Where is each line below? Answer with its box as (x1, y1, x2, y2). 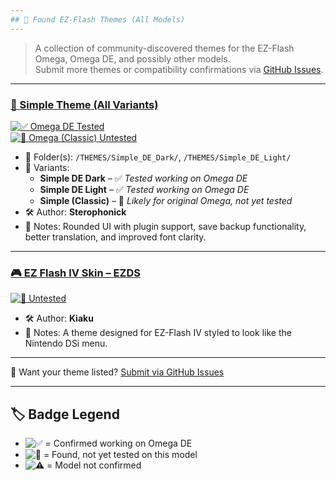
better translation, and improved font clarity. (24, 231, 207, 243)
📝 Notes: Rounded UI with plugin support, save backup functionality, (24, 220, 307, 232)
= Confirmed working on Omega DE (44, 437, 193, 450)
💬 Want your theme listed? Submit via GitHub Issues (10, 366, 225, 378)
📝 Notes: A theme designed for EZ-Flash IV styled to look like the (24, 327, 292, 339)
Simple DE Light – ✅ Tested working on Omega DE (39, 183, 250, 195)
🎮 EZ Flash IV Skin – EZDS (10, 266, 141, 280)
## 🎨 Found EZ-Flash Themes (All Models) (10, 14, 186, 25)
